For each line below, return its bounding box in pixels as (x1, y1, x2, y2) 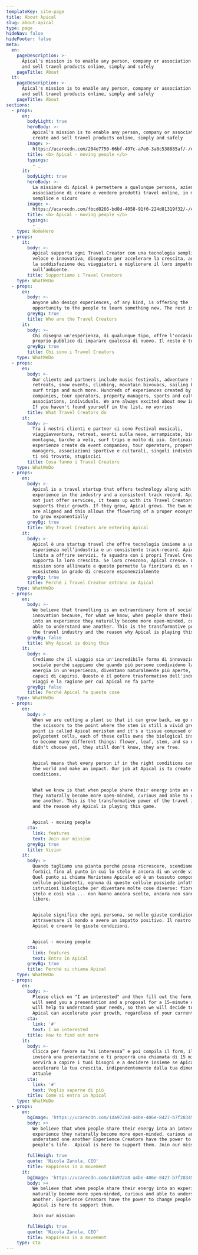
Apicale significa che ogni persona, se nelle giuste (32, 912, 167, 918)
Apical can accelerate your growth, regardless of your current (32, 1010, 194, 1016)
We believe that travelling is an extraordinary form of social (32, 607, 194, 613)
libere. (32, 896, 51, 902)
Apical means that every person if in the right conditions (32, 760, 183, 766)
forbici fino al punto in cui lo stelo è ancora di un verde (32, 869, 186, 875)
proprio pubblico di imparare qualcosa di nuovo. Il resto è (32, 338, 186, 344)
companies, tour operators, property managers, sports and (32, 393, 181, 399)
